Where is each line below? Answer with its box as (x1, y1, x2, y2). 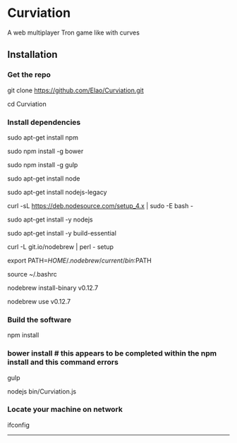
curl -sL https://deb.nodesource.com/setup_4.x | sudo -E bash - (7, 201, 194, 210)
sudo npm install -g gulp (7, 160, 78, 169)
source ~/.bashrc (7, 269, 58, 278)
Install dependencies (7, 117, 81, 127)
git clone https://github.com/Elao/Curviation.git (7, 86, 145, 95)
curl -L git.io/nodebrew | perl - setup (7, 242, 114, 251)
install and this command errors (7, 358, 119, 368)
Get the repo (7, 70, 51, 80)
